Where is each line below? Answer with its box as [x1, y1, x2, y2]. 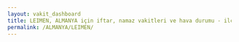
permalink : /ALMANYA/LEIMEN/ [7, 23, 94, 31]
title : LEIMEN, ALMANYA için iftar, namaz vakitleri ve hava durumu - [7, 17, 221, 24]
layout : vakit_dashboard [7, 10, 81, 18]
